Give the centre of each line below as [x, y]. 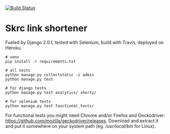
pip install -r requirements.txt [41, 61]
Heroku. [13, 48]
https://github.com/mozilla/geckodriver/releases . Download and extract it [82, 121]
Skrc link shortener [46, 28]
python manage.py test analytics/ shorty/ [51, 92]
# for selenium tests [28, 102]
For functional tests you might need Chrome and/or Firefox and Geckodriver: [85, 115]
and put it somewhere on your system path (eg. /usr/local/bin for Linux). [81, 126]
